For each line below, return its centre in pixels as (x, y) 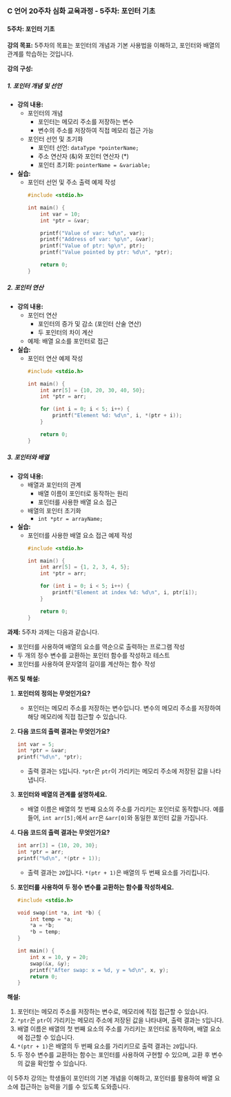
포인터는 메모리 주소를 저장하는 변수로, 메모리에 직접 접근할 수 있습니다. (113, 1012)
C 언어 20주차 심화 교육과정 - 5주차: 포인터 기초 (81, 10)
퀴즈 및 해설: (23, 678)
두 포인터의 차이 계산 (66, 332)
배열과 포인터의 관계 (54, 484)
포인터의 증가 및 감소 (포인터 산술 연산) (90, 323)
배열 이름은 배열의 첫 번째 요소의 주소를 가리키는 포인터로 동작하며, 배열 (113, 1029)
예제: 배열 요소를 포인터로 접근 (68, 341)
